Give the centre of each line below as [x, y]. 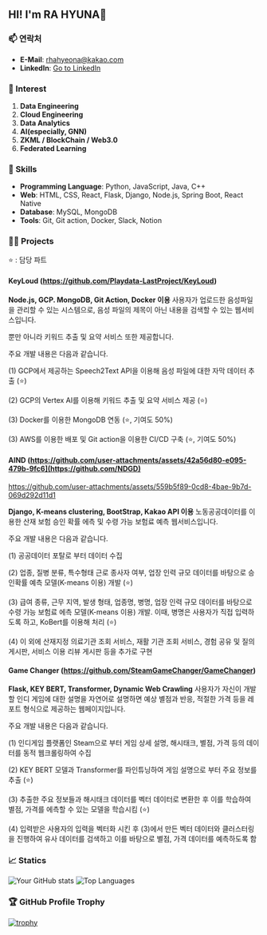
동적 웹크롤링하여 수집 [57, 753]
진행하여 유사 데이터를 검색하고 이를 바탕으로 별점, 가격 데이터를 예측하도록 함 [137, 839]
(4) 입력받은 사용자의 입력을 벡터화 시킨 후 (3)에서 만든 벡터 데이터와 [114, 829]
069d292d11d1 [32, 495]
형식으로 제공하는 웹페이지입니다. [74, 709]
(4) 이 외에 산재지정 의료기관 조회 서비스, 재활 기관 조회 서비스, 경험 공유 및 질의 [132, 641]
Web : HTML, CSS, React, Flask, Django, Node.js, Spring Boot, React [132, 195]
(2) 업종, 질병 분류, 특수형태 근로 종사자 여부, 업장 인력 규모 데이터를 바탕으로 [128, 572]
